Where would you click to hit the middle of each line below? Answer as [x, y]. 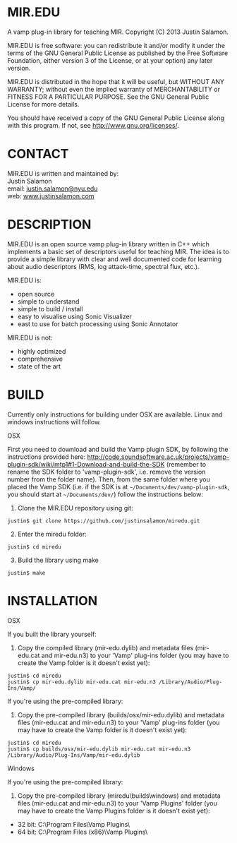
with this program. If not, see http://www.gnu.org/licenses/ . [93, 125]
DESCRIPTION [49, 225]
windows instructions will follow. [54, 421]
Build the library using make [58, 560]
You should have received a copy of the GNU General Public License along [116, 118]
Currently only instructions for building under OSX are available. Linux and [115, 414]
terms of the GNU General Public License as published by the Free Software [118, 53]
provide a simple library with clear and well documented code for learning [115, 259]
